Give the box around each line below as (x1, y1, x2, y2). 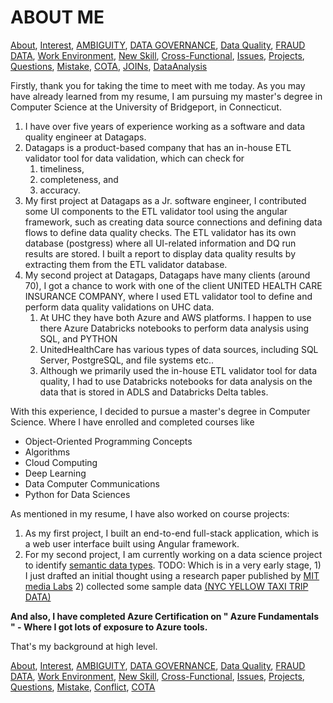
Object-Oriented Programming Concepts (24, 435, 193, 447)
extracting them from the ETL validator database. (24, 258, 228, 270)
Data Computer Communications (24, 477, 160, 490)
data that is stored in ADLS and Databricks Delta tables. (39, 386, 269, 398)
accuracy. (39, 184, 81, 196)
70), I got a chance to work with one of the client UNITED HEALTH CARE (24, 279, 323, 291)
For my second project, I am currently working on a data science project (24, 548, 323, 560)
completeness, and (39, 173, 119, 185)
